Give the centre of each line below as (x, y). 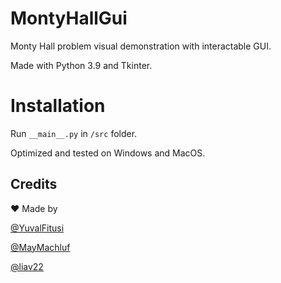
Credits (34, 184)
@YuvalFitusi (37, 228)
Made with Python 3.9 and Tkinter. (81, 65)
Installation (58, 106)
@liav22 (27, 266)
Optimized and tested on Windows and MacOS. (108, 153)
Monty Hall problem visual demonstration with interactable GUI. (141, 46)
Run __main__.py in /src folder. (74, 133)
